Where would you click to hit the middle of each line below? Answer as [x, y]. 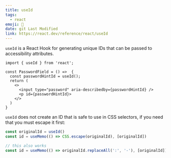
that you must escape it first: [35, 122]
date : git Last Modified [32, 29]
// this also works [26, 146]
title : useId [19, 10]
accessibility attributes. [30, 54]
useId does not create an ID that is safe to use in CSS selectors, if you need [84, 117]
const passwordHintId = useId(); [45, 76]
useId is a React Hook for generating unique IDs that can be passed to [79, 48]
